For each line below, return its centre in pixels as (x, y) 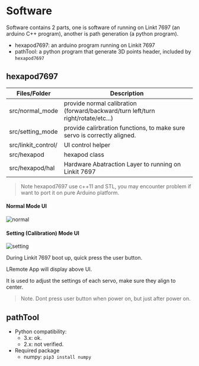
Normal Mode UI (27, 206)
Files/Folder (33, 93)
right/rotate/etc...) (89, 118)
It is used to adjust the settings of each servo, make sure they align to (91, 281)
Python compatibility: (41, 332)
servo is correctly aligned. (100, 135)
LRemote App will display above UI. (49, 269)
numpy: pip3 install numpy (57, 356)
